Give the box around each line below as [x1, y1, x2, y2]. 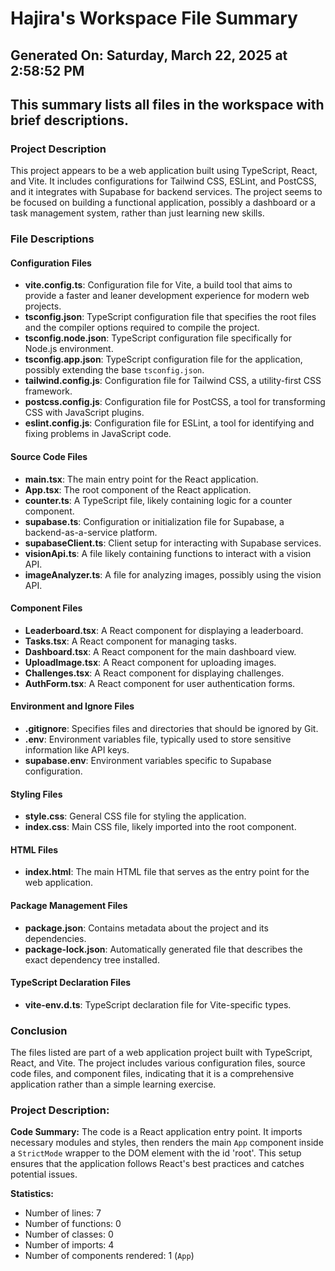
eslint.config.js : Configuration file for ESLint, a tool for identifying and [24, 417, 315, 429]
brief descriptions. [10, 112, 129, 129]
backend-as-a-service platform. [24, 526, 158, 538]
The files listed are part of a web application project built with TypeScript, [10, 1047, 313, 1059]
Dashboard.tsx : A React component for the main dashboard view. [24, 645, 297, 657]
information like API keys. [24, 744, 130, 756]
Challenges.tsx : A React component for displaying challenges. [24, 667, 285, 679]
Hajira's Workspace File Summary [10, 7, 298, 30]
